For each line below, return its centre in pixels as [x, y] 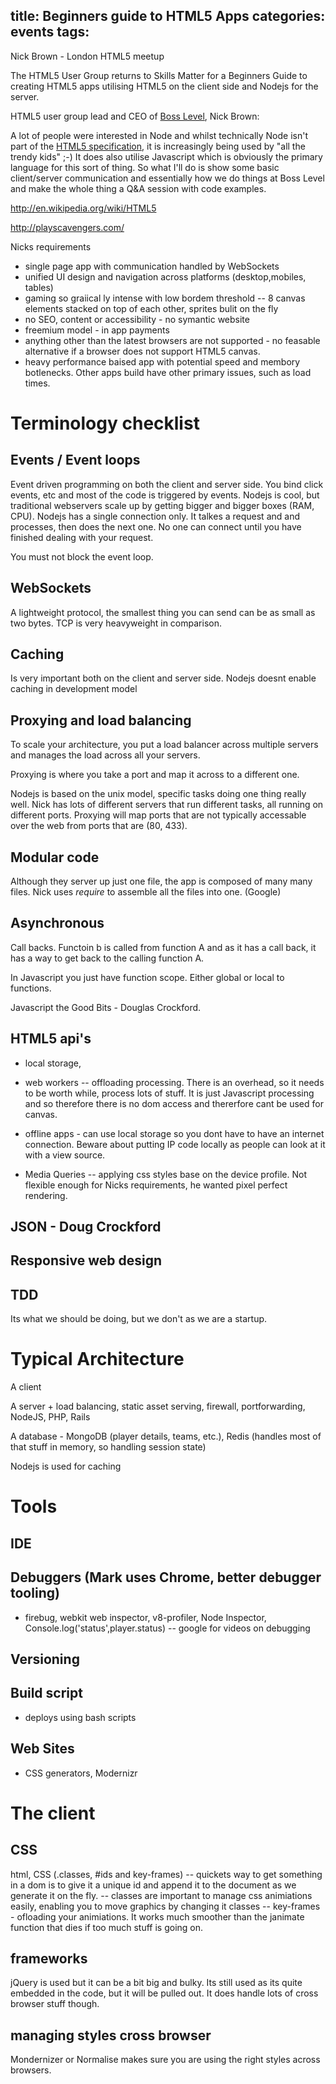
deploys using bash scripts [80, 1717]
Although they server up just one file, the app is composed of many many [161, 881]
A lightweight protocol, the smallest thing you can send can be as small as [163, 612]
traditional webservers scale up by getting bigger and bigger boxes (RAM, [162, 505]
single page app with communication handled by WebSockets [152, 266]
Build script [46, 1693]
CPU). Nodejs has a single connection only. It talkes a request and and [155, 516]
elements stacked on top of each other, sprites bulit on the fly [151, 308]
